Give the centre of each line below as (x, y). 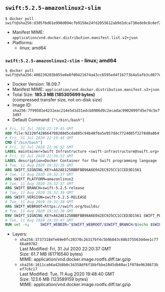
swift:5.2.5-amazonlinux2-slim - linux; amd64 (61, 60)
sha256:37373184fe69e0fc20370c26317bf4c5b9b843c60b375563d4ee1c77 (89, 240)
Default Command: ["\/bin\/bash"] (48, 120)
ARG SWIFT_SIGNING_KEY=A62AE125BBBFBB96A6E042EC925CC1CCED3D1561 (73, 170)
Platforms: (23, 42)
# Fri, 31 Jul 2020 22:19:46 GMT (39, 138)
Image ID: (22, 105)
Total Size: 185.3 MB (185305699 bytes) (54, 95)
